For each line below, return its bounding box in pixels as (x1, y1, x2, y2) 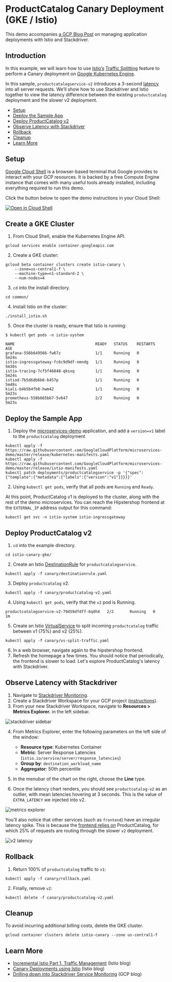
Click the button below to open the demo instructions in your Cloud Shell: (5, 195, 161, 201)
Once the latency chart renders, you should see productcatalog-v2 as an (12, 785, 167, 792)
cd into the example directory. (12, 542, 76, 548)
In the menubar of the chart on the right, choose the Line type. (12, 776, 146, 782)
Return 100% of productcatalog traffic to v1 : (12, 866, 107, 872)
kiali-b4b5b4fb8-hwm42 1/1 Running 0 (5, 387, 140, 392)
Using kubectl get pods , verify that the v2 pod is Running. (12, 599, 136, 605)
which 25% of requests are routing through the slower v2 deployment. (5, 827, 154, 834)
